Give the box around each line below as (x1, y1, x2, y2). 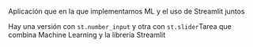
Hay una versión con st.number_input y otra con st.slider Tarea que (8, 22, 232, 31)
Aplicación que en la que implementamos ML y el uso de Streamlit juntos (8, 7, 245, 16)
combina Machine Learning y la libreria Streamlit (8, 31, 166, 39)
